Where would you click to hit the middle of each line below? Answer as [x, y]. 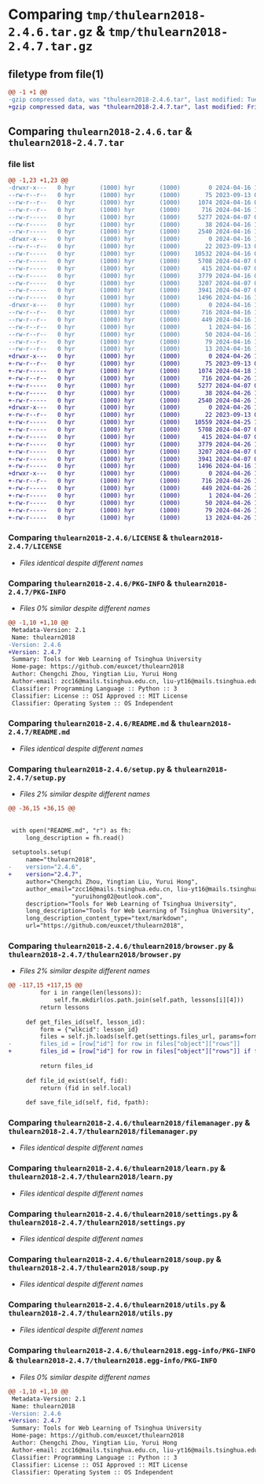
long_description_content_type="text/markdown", [107, 919]
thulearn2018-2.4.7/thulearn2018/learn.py [90, 1177]
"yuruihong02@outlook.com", [117, 896]
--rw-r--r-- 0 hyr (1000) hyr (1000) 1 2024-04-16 [130, 327]
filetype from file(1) [56, 74]
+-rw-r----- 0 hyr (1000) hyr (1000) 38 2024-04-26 [130, 393]
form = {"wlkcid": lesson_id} [89, 1029]
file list [22, 164]
